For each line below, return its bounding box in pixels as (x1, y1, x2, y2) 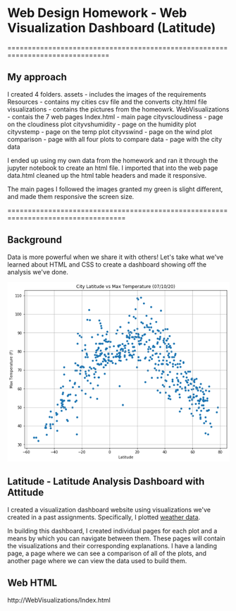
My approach (7, 71, 67, 83)
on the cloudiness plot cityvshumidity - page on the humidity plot (7, 120, 197, 128)
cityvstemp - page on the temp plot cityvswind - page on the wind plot (7, 127, 213, 135)
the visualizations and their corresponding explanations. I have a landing (7, 541, 217, 550)
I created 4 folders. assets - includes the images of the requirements (7, 90, 206, 98)
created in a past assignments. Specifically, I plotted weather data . (7, 513, 201, 521)
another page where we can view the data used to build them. (7, 556, 187, 565)
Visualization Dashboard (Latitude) (7, 20, 216, 36)
